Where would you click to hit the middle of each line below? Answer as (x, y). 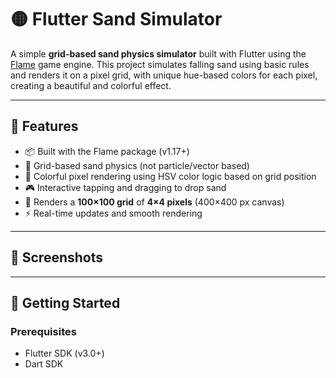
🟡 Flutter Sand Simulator (116, 19)
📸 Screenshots (57, 257)
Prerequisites (43, 331)
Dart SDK (44, 364)
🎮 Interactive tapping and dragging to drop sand (125, 187)
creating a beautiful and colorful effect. (91, 85)
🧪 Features (44, 126)
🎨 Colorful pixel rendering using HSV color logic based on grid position (170, 176)
